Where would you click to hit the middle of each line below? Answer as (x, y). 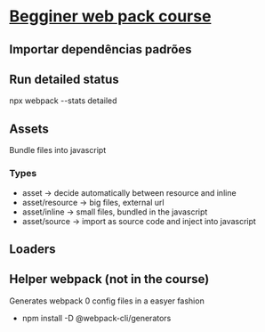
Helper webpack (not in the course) (109, 279)
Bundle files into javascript (58, 150)
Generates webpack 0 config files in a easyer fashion (107, 301)
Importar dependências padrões (101, 49)
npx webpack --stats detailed (63, 101)
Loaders (32, 249)
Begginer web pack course (110, 16)
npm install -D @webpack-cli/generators (96, 318)
